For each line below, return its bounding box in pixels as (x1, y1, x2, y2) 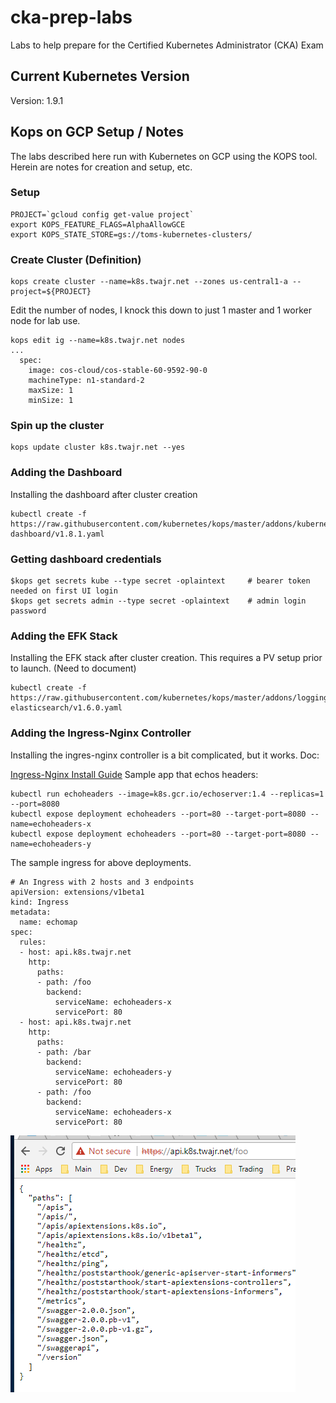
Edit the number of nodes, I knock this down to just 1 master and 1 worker (10, 304, 312, 316)
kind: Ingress (10, 897, 70, 907)
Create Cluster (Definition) (10, 252, 142, 266)
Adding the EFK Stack (10, 629, 118, 643)
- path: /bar (36, 1047, 92, 1057)
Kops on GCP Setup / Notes (10, 124, 184, 141)
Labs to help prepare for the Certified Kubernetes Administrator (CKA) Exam (10, 39, 324, 51)
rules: (19, 937, 47, 947)
